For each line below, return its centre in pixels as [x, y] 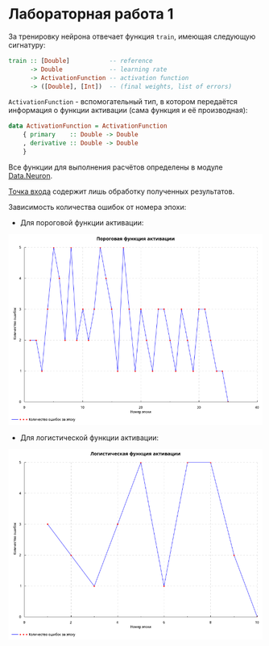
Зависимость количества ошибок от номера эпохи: [97, 207]
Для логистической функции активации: [89, 438]
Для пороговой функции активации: [82, 222]
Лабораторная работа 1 [91, 14]
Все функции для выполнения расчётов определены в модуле [116, 167]
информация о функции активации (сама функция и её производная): [128, 111]
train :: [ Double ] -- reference [81, 61]
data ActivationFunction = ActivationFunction [88, 126]
